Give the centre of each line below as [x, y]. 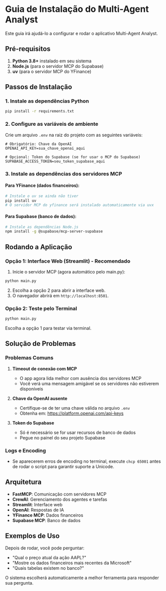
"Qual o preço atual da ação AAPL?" [49, 557]
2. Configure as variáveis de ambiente [52, 124]
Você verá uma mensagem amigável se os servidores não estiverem [89, 383]
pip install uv [21, 201]
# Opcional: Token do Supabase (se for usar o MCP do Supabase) [73, 157]
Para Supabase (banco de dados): [41, 216]
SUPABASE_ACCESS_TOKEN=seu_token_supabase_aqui [55, 161]
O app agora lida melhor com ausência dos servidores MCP [81, 378]
